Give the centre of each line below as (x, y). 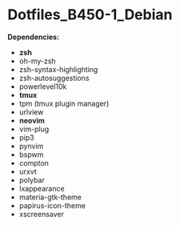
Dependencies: (34, 37)
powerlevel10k (43, 86)
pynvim (31, 146)
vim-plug (34, 129)
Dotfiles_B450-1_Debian (90, 15)
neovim (32, 120)
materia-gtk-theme (50, 197)
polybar (32, 180)
